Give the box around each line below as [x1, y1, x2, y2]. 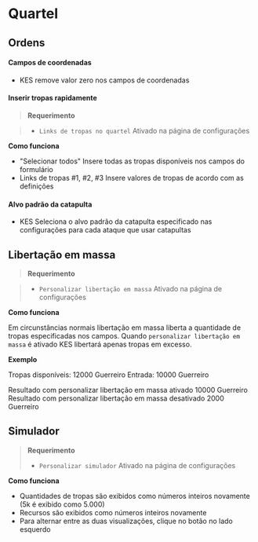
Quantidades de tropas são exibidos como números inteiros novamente [19, 491, 251, 500]
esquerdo [19, 524, 51, 534]
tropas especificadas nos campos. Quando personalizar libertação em [8, 331, 241, 340]
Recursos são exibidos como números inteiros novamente [19, 507, 207, 517]
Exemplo [8, 355, 38, 364]
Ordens [8, 36, 45, 49]
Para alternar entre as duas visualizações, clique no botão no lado [19, 516, 233, 526]
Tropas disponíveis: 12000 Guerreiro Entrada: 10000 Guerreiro [8, 370, 209, 379]
